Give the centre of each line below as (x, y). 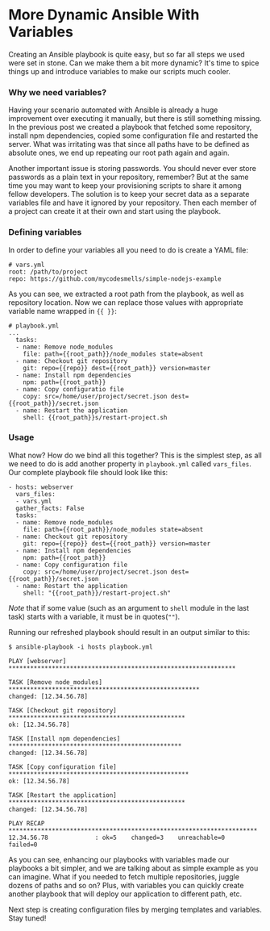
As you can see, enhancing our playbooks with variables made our (119, 859)
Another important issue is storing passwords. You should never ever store (132, 169)
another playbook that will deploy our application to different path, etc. (125, 894)
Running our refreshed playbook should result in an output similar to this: (129, 632)
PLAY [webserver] (37, 661)
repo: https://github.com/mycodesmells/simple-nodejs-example (115, 279)
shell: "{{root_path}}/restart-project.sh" (97, 593)
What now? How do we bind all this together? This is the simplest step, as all (135, 455)
